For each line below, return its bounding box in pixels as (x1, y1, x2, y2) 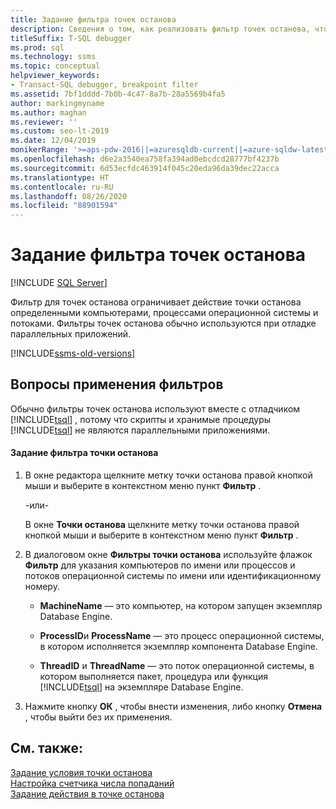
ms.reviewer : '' (10, 117, 78, 127)
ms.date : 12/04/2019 (10, 136, 97, 146)
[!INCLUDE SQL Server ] (10, 277, 108, 289)
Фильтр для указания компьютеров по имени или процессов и (24, 559, 296, 571)
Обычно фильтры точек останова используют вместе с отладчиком (10, 402, 301, 415)
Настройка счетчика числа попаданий (10, 777, 175, 789)
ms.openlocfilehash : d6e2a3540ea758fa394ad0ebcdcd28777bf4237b (10, 154, 280, 164)
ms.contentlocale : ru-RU (10, 182, 114, 192)
